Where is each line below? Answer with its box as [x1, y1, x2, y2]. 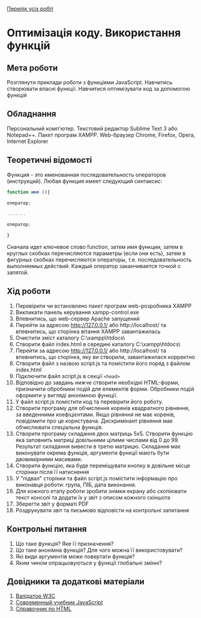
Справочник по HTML [15, 605, 71, 613]
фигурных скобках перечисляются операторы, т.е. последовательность [7, 256, 192, 263]
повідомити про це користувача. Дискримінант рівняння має [15, 417, 173, 424]
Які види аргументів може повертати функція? [15, 552, 135, 560]
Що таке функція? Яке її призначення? [15, 540, 114, 547]
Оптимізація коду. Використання [7, 26, 181, 40]
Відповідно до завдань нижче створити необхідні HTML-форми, [15, 379, 179, 386]
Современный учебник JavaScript [15, 599, 103, 606]
